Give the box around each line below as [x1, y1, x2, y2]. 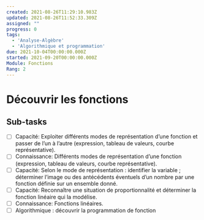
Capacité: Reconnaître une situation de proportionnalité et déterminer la [15, 186, 197, 194]
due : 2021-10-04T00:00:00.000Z [6, 49, 86, 55]
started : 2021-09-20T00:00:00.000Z [6, 55, 97, 61]
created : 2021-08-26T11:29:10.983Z [6, 9, 97, 15]
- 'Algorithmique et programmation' [12, 44, 105, 50]
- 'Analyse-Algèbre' [12, 37, 64, 44]
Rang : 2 [6, 66, 26, 72]
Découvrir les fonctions [6, 93, 129, 106]
